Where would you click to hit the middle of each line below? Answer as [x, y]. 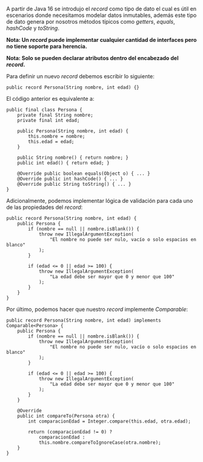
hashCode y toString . [33, 28]
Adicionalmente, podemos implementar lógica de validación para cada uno [100, 201]
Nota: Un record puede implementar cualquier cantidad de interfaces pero [101, 40]
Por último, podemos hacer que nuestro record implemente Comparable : [97, 309]
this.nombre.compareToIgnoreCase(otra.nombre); [100, 443]
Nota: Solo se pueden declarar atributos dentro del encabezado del [92, 58]
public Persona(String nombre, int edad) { [73, 131]
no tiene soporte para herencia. [47, 46]
